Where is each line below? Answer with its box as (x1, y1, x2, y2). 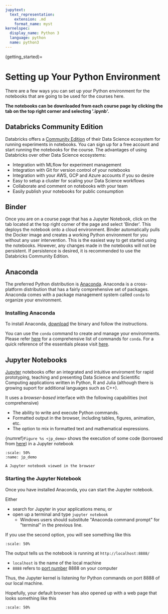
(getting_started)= (5, 54, 43, 60)
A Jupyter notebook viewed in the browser (5, 464, 95, 469)
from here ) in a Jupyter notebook (5, 441, 74, 447)
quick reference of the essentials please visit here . (5, 341, 109, 347)
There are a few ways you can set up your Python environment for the (5, 88, 150, 94)
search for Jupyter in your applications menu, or (12, 506, 112, 512)
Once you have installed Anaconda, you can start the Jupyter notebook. (5, 486, 154, 492)
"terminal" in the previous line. (20, 522, 83, 528)
